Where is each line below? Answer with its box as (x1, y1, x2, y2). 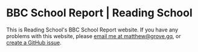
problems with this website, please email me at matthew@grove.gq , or (6, 32, 181, 39)
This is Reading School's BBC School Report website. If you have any (6, 26, 179, 33)
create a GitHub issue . (6, 39, 62, 46)
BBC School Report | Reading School (6, 6, 193, 20)
